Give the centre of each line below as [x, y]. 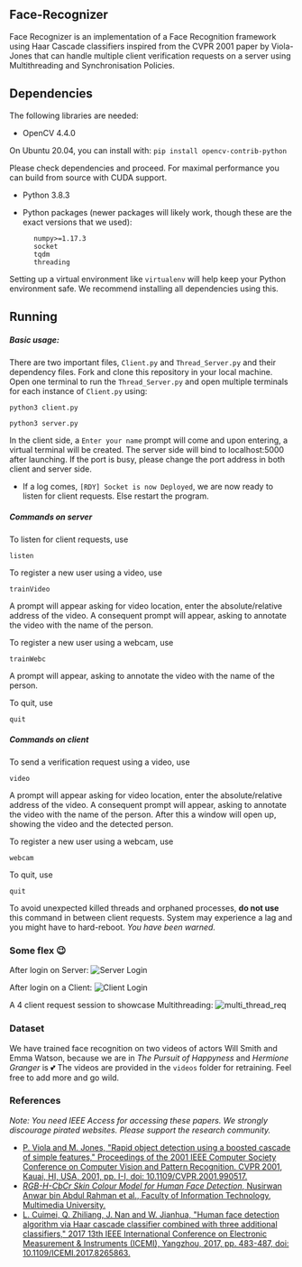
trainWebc [28, 659]
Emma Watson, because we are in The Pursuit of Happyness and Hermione [149, 1058]
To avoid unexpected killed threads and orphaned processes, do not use [144, 908]
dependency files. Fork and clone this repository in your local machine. [141, 372]
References [35, 1101]
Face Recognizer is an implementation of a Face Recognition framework [143, 36]
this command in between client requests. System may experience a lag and [151, 917]
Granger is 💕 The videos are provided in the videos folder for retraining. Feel [151, 1067]
